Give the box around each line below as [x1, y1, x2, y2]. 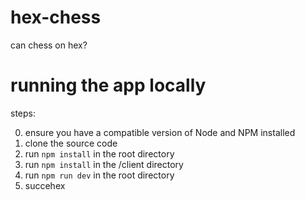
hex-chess [10, 6, 102, 29]
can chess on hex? [10, 39, 88, 51]
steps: [10, 107, 36, 119]
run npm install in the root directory [24, 147, 175, 160]
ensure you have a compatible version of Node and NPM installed [24, 126, 296, 138]
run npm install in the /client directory [24, 158, 184, 170]
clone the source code [24, 137, 118, 149]
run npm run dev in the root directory [24, 169, 175, 181]
